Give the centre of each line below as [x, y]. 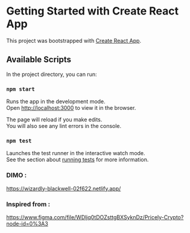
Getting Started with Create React [93, 11]
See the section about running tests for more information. [78, 160]
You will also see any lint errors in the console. [64, 126]
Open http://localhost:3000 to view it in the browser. [71, 108]
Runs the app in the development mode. [56, 101]
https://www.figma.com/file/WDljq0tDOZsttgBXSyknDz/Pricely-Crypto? [95, 217]
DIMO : [17, 175]
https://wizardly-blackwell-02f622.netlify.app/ [64, 188]
